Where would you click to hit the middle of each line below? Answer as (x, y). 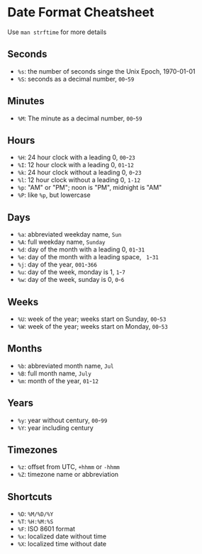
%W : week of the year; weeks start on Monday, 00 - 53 (92, 326)
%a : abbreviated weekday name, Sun (69, 234)
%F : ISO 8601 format (46, 529)
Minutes (26, 101)
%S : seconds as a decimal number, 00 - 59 (76, 79)
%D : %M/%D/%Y (35, 514)
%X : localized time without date (62, 544)
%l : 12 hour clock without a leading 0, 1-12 (79, 180)
